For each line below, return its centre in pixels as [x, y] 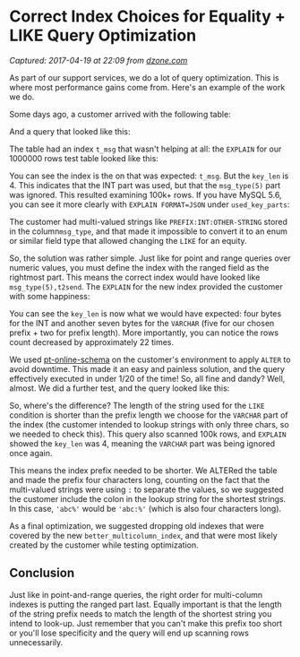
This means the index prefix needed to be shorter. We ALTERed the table [143, 470]
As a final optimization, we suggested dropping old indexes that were [137, 525]
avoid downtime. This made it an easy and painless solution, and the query [147, 368]
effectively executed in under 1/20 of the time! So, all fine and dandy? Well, [147, 378]
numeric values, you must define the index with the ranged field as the [139, 267]
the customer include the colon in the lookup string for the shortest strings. [148, 498]
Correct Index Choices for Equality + [148, 17]
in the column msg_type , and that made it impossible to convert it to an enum [149, 231]
